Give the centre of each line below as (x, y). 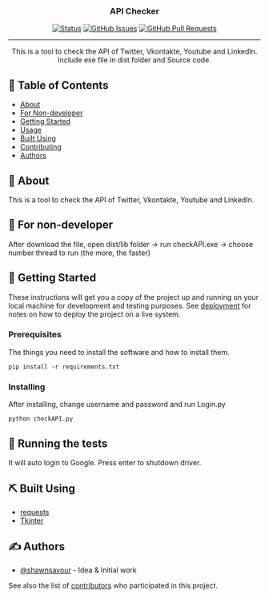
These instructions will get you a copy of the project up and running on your (133, 297)
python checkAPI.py (41, 419)
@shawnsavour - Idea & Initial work (78, 570)
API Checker (134, 11)
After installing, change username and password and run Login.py (117, 405)
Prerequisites (35, 335)
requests (34, 512)
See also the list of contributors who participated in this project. (113, 585)
